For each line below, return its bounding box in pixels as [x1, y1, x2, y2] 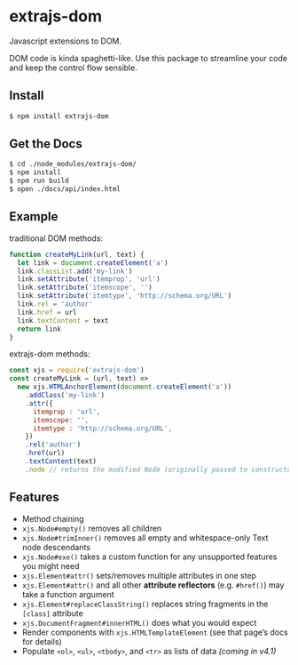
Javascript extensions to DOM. [9, 36, 122, 46]
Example [9, 209, 59, 224]
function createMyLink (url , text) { [9, 250, 145, 259]
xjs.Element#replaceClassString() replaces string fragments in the [21, 598, 269, 609]
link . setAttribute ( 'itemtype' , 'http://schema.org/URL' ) [17, 292, 232, 300]
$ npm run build [9, 176, 69, 186]
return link [17, 324, 62, 333]
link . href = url [17, 308, 77, 316]
